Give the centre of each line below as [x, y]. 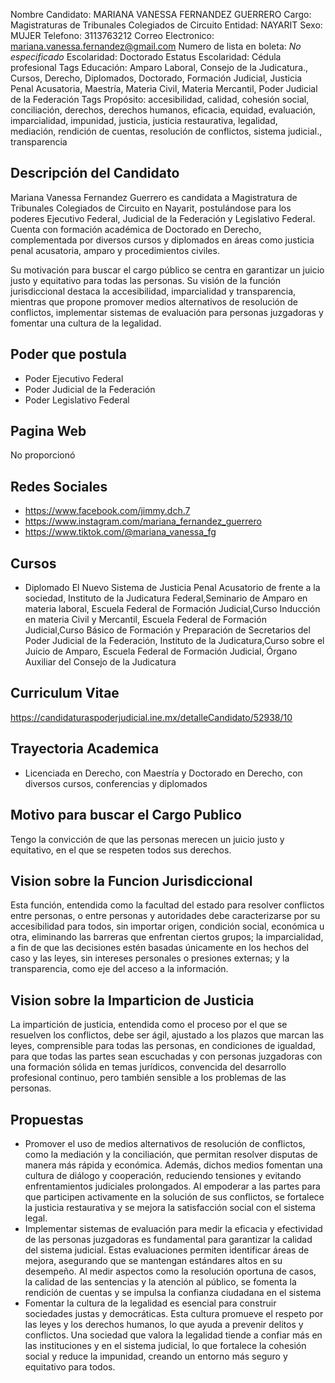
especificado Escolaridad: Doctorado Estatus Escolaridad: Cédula [146, 57]
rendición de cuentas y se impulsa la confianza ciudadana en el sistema [173, 1292]
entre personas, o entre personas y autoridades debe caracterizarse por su [165, 916]
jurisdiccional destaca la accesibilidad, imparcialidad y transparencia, [153, 291]
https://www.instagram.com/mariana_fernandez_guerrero [143, 521]
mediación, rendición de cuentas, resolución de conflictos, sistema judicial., [166, 131]
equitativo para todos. [70, 1366]
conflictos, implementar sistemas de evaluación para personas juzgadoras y [167, 312]
